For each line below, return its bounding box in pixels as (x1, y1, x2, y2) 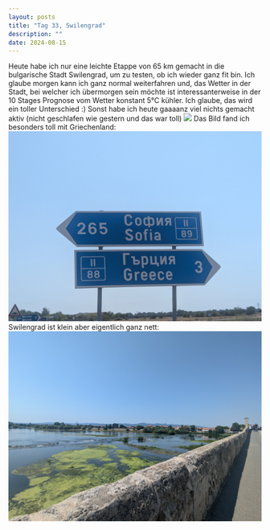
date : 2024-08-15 (8, 39, 67, 47)
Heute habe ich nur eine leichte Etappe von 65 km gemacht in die (8, 61, 225, 72)
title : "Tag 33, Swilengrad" (8, 21, 106, 30)
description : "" (8, 30, 63, 38)
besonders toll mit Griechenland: (8, 122, 117, 132)
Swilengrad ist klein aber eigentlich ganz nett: (8, 323, 159, 332)
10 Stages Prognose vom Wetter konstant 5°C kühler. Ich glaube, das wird (8, 96, 253, 105)
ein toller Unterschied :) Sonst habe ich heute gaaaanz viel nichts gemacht (8, 105, 255, 114)
